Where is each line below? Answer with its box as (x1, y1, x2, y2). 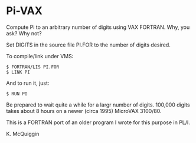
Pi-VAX (6, 4, 43, 18)
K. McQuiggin (6, 130, 40, 137)
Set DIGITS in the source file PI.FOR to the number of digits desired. (6, 41, 171, 48)
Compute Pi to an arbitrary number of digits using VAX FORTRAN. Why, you (6, 24, 190, 31)
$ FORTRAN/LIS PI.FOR (6, 64, 60, 70)
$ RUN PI (6, 91, 28, 97)
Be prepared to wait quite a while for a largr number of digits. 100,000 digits (6, 101, 190, 108)
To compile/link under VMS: (6, 52, 74, 59)
